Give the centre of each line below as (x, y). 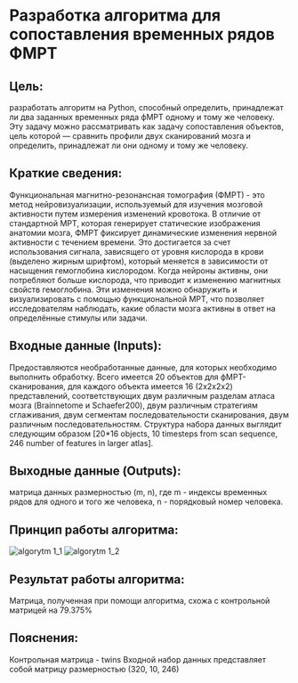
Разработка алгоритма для (115, 16)
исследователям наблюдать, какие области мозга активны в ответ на (142, 308)
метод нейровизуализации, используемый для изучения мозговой (136, 204)
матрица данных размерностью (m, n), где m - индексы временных (138, 492)
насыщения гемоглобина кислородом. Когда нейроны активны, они (139, 270)
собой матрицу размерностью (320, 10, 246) (94, 669)
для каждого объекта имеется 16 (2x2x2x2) (150, 386)
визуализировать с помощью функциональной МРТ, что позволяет (137, 298)
